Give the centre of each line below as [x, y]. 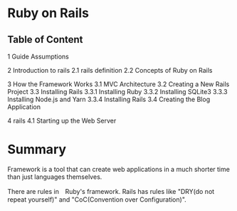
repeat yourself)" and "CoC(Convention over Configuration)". [97, 199]
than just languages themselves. [55, 177]
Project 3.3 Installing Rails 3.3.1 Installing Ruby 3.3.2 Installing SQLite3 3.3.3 [117, 92]
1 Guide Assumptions [38, 56]
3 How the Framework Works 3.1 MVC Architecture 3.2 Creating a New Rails [118, 84]
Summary [37, 149]
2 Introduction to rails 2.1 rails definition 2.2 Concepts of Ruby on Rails [110, 70]
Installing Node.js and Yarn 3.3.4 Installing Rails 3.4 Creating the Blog [109, 99]
